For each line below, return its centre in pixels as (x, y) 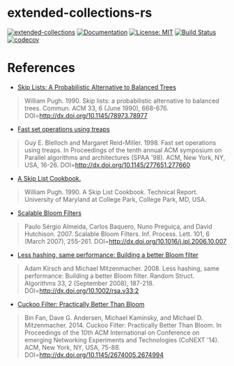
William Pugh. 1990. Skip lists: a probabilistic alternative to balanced (122, 101)
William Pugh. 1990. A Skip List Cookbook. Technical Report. (111, 192)
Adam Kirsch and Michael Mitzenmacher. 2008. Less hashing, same (122, 268)
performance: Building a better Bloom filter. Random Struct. (109, 276)
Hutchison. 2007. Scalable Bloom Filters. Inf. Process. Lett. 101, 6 (117, 234)
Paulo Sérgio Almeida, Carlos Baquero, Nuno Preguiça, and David (118, 226)
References (41, 68)
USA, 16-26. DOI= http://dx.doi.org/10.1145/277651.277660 (107, 165)
